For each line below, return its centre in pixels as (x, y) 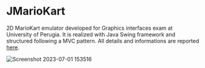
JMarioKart (36, 11)
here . (13, 47)
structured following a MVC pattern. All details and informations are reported (103, 41)
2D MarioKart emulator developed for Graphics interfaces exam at (90, 28)
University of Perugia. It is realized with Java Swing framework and (91, 34)
